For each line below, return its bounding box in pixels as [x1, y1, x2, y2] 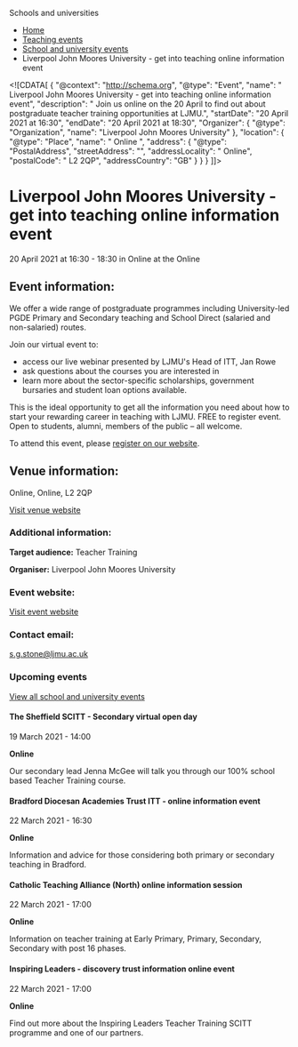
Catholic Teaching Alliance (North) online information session [9, 879, 243, 890]
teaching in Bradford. [9, 859, 87, 870]
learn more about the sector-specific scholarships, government [21, 375, 255, 386]
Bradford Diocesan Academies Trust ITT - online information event [9, 795, 261, 806]
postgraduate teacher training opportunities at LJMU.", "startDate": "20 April [9, 108, 289, 118]
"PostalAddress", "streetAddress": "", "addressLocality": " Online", [9, 146, 253, 156]
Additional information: [9, 526, 112, 539]
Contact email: [9, 628, 74, 641]
